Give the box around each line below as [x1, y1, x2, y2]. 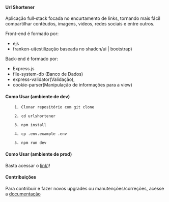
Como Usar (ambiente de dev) [5, 93, 70, 99]
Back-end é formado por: [5, 56, 59, 62]
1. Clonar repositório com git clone [14, 105, 95, 110]
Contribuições [5, 174, 37, 180]
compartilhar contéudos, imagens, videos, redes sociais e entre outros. [5, 21, 155, 27]
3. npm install [14, 123, 47, 128]
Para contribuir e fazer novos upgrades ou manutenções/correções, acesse [5, 185, 164, 191]
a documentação [5, 191, 41, 197]
